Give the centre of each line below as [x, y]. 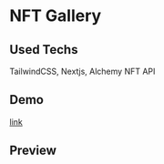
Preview [33, 151]
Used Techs [44, 50]
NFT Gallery [56, 16]
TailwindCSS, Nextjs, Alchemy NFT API [82, 71]
